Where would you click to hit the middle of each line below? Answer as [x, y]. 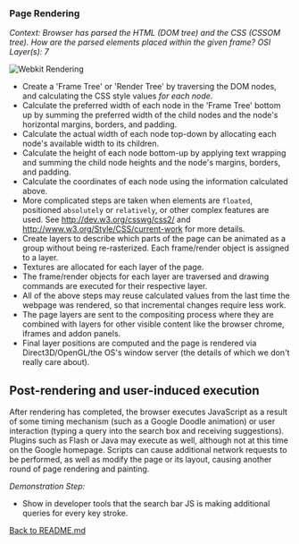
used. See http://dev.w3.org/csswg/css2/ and [106, 220]
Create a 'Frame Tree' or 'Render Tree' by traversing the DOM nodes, [149, 87]
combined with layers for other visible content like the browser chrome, [153, 324]
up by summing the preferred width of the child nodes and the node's [150, 115]
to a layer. [40, 258]
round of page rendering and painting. [79, 469]
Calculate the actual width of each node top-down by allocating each [149, 134]
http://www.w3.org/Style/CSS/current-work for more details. [133, 229]
